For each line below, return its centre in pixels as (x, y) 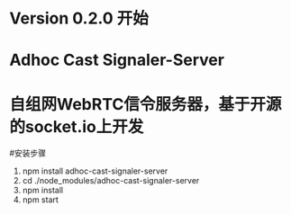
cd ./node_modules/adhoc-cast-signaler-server (111, 181)
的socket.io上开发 (77, 126)
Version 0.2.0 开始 (79, 18)
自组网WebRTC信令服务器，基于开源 (145, 104)
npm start (40, 200)
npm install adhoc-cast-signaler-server (95, 171)
